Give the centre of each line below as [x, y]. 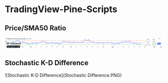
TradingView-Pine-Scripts [61, 9]
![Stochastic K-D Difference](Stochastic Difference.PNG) [63, 75]
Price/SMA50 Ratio [36, 28]
